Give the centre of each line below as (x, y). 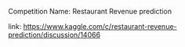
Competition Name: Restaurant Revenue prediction (90, 11)
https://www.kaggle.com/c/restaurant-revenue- (100, 26)
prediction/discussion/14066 (54, 35)
